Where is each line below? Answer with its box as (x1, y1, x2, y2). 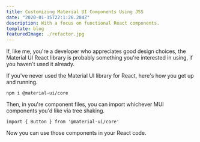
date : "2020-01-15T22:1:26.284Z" (6, 14, 90, 20)
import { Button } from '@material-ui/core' (6, 119, 120, 125)
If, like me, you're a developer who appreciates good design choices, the (6, 48, 186, 55)
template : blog (6, 25, 44, 32)
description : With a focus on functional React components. (6, 20, 160, 26)
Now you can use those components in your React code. (6, 129, 147, 137)
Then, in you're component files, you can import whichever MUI (6, 100, 164, 108)
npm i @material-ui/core (6, 90, 68, 96)
